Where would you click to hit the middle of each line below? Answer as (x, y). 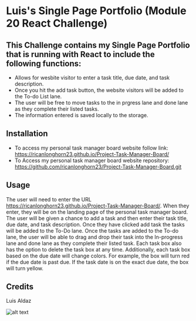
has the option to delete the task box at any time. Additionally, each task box (98, 249)
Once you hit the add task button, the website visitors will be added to (99, 90)
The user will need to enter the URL (49, 199)
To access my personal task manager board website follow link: (91, 148)
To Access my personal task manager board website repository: (92, 160)
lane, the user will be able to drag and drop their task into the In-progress (94, 237)
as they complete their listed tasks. (57, 109)
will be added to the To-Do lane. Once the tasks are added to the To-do (92, 230)
